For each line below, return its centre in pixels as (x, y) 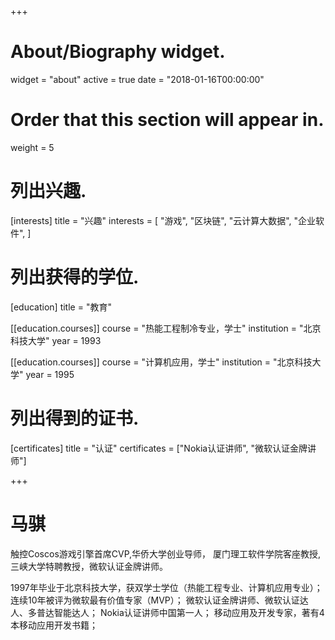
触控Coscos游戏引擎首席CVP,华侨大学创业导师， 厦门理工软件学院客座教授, (166, 553)
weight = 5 (32, 147)
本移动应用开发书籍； (54, 625)
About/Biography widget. (118, 52)
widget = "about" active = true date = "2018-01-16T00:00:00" (137, 79)
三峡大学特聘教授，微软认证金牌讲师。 (89, 566)
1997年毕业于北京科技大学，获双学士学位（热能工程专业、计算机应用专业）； (166, 587)
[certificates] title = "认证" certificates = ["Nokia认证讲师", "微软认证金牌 (159, 448)
